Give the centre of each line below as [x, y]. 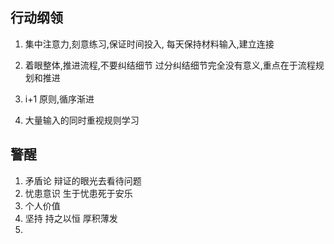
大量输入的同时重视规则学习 [82, 120]
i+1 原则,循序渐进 [59, 99]
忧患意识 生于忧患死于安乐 [78, 193]
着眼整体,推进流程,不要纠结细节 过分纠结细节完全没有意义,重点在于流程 [170, 65]
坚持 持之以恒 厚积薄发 [71, 218]
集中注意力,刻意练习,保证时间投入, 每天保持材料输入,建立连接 [149, 44]
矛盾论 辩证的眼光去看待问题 [83, 180]
